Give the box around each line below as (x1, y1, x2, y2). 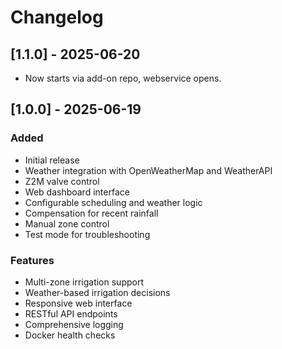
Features (10, 253, 55, 267)
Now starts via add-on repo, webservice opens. (24, 72, 222, 84)
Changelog (10, 6, 104, 29)
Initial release (24, 154, 80, 166)
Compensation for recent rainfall (24, 207, 159, 219)
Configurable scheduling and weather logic (24, 196, 203, 208)
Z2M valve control (24, 175, 100, 187)
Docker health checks (24, 329, 116, 341)
